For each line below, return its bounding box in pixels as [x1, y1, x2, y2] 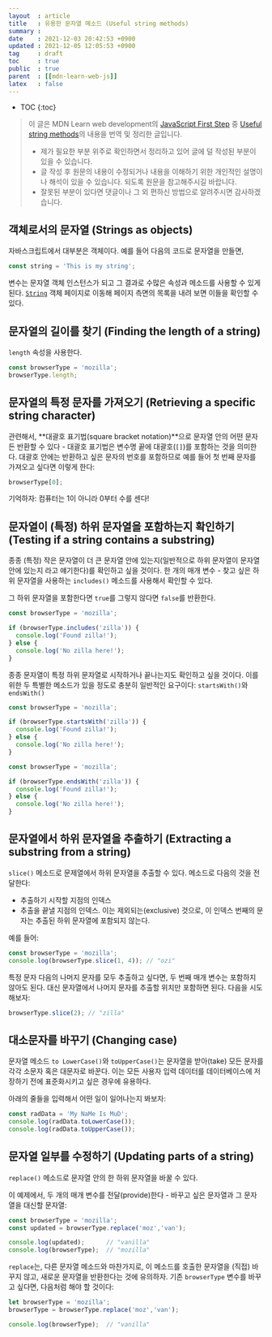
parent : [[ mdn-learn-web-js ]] [8, 72, 117, 80]
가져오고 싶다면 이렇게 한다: [8, 462, 96, 472]
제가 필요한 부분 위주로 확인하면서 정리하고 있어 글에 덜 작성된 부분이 [40, 146, 257, 156]
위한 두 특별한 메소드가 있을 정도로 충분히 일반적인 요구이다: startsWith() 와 [8, 679, 249, 690]
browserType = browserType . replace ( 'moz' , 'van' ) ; [8, 1306, 180, 1314]
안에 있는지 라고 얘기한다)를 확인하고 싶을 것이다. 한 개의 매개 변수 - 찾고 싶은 [8, 566, 251, 576]
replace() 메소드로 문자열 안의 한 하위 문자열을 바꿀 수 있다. [8, 1172, 198, 1182]
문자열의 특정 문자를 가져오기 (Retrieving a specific [8, 395, 257, 410]
